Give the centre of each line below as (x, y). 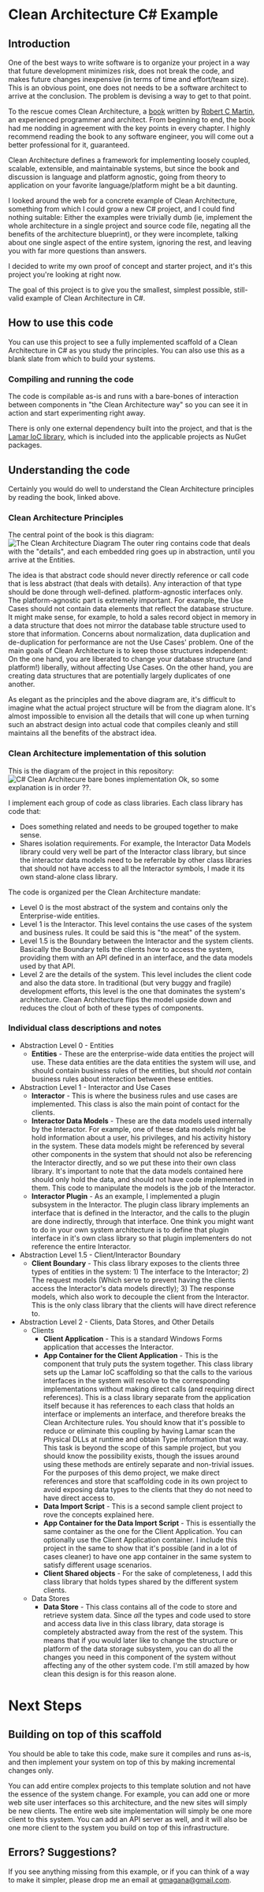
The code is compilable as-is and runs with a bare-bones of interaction (123, 397)
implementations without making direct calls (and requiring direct (149, 1389)
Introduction (39, 44)
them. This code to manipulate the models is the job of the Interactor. (143, 1188)
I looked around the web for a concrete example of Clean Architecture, (123, 200)
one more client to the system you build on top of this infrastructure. (119, 1827)
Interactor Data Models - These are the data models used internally (141, 1121)
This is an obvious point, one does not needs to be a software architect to (128, 88)
